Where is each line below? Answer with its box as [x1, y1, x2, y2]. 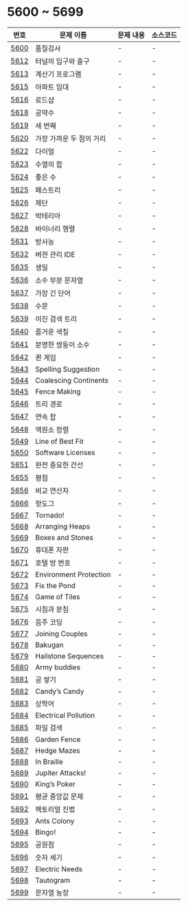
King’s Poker [35, 779, 75, 789]
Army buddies [35, 662, 81, 672]
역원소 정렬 [35, 425, 69, 434]
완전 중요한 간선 [35, 460, 84, 469]
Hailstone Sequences [35, 651, 104, 660]
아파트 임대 [35, 82, 69, 91]
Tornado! [35, 510, 64, 519]
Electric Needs [35, 864, 83, 873]
